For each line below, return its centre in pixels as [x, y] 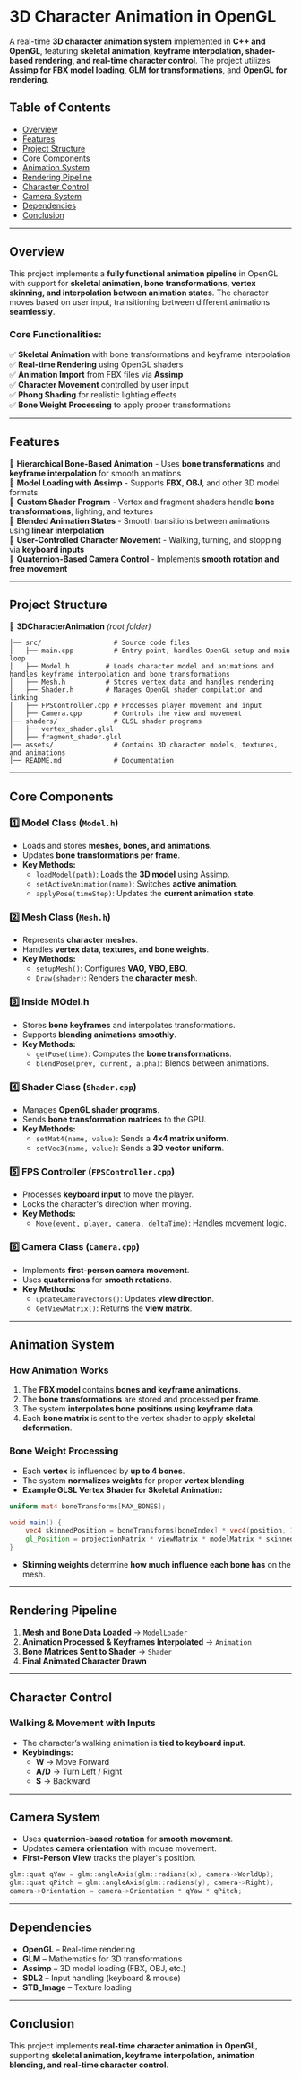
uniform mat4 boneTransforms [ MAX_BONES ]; [88, 1506]
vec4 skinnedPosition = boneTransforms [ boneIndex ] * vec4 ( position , [156, 1531]
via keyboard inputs [47, 549]
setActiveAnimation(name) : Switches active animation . [137, 884]
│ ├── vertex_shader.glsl [62, 729]
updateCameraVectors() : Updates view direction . [125, 1298]
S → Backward [63, 1781]
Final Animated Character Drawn [84, 1661]
